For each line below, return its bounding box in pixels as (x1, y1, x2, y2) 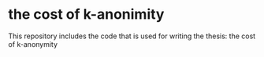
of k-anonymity (8, 39, 58, 48)
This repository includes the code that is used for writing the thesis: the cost (8, 31, 256, 41)
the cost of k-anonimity (8, 5, 165, 23)
